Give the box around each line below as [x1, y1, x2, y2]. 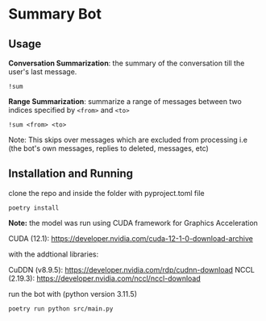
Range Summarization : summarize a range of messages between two [8, 97, 242, 106]
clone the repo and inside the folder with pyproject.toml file [8, 188, 205, 198]
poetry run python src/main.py [8, 304, 114, 313]
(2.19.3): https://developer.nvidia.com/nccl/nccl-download [8, 273, 202, 283]
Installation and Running [8, 167, 134, 181]
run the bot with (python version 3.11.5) [8, 289, 137, 298]
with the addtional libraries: [8, 249, 99, 259]
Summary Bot [8, 5, 102, 23]
